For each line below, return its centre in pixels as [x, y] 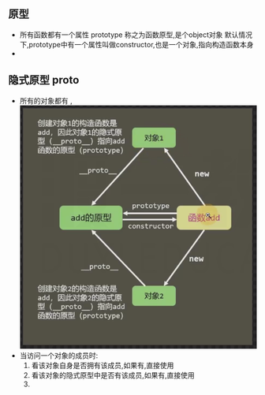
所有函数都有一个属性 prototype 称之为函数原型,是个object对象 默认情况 [136, 35]
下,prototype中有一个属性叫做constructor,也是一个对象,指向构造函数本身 [136, 44]
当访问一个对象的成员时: [59, 356]
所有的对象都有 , [46, 100]
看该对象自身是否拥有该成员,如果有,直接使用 [103, 366]
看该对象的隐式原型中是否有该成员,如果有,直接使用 [113, 375]
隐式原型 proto [44, 80]
